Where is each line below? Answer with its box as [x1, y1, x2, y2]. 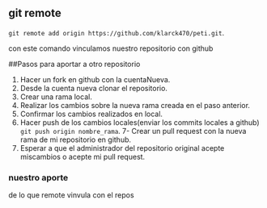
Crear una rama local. [19, 92, 93, 102]
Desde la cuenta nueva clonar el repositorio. [19, 83, 168, 93]
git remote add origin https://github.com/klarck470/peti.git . [8, 27, 225, 37]
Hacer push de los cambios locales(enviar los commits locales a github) [19, 117, 261, 127]
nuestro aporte [8, 172, 69, 183]
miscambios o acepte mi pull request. [19, 152, 146, 161]
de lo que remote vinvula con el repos [8, 190, 135, 200]
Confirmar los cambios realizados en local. [19, 109, 163, 119]
